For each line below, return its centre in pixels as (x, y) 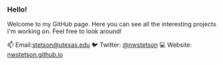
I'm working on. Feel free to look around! (64, 31)
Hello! (17, 9)
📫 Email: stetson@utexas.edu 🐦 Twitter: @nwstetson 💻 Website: (99, 45)
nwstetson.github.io (35, 55)
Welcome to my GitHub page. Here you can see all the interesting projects (112, 24)
